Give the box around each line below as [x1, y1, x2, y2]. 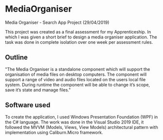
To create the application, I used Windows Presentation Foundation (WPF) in [5, 114, 158, 120]
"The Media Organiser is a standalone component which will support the [5, 66, 150, 72]
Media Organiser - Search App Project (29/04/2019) [5, 19, 109, 25]
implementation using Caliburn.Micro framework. [5, 129, 103, 135]
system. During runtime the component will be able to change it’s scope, [5, 82, 150, 87]
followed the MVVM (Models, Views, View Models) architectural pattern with [5, 124, 158, 130]
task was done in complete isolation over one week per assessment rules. [5, 39, 153, 45]
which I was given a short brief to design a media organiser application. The [5, 34, 157, 40]
